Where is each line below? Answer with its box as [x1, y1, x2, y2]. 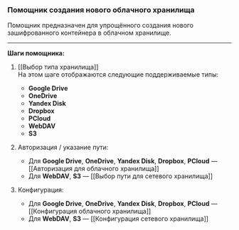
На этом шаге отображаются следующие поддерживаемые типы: [17, 70, 219, 79]
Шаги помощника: [7, 49, 65, 57]
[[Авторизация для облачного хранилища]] [28, 165, 159, 173]
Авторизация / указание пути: [17, 143, 109, 152]
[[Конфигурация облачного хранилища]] [28, 207, 152, 216]
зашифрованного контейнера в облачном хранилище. [7, 28, 172, 37]
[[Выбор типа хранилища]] [17, 62, 99, 72]
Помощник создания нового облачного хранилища [7, 5, 195, 15]
